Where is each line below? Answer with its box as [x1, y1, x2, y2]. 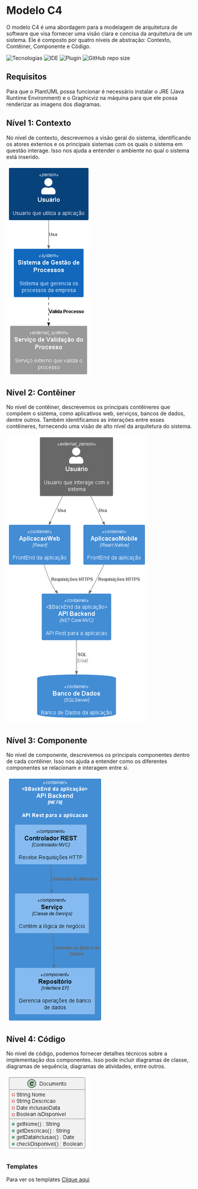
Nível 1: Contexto [6, 118, 72, 128]
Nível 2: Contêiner [6, 388, 76, 398]
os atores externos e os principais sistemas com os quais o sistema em [6, 140, 183, 147]
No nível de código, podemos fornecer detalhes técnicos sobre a [6, 1050, 167, 1057]
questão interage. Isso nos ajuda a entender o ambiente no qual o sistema [6, 147, 190, 154]
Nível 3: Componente [6, 735, 87, 746]
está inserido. [6, 153, 40, 160]
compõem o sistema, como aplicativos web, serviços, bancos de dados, [6, 410, 185, 417]
